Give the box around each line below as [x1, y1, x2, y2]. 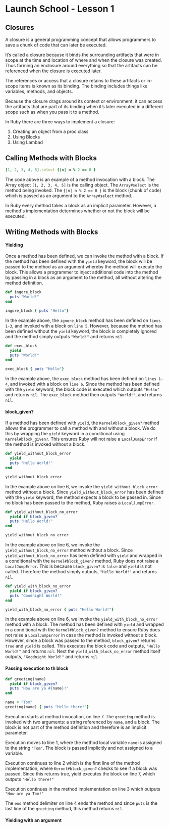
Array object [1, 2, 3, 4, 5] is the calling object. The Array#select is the [5, 181, 159, 188]
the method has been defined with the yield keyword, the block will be [5, 258, 152, 264]
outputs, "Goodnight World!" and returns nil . [5, 654, 99, 660]
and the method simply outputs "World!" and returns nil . [5, 333, 124, 339]
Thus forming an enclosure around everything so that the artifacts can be [5, 63, 158, 68]
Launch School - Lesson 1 [5, 3, 115, 15]
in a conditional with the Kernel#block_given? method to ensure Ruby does [5, 627, 160, 633]
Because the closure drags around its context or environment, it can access [5, 98, 163, 104]
